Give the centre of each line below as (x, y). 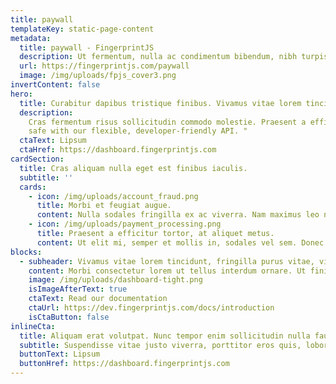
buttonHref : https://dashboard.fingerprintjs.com (124, 364)
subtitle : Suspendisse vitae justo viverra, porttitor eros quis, (160, 345)
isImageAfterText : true (78, 289)
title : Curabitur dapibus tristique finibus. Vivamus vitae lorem (160, 103)
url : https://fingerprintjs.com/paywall (104, 66)
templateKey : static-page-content (82, 29)
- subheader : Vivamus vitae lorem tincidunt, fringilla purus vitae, (167, 261)
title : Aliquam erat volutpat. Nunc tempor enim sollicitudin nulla (165, 336)
